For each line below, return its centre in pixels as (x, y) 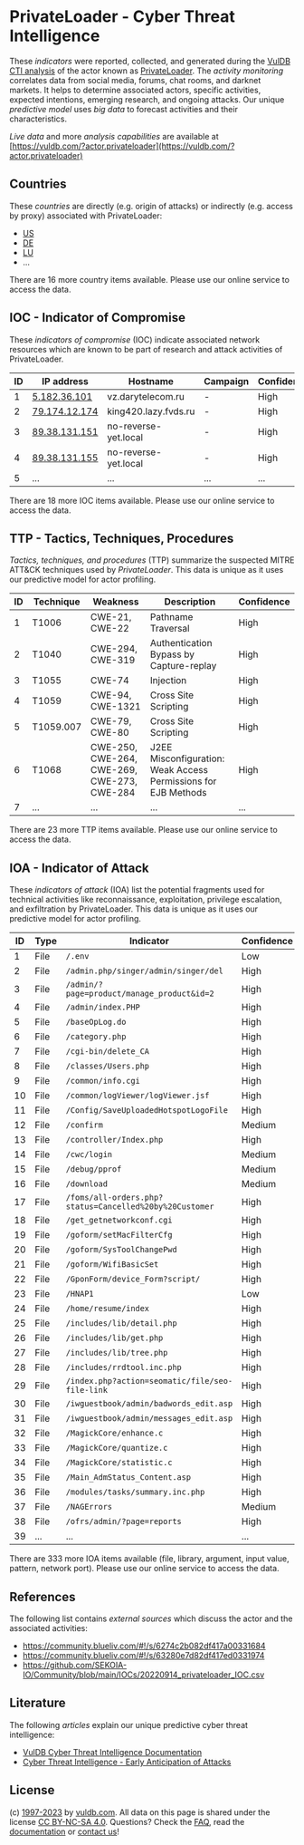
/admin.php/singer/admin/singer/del (144, 971)
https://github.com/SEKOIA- (75, 1665)
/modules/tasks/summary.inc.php (135, 1492)
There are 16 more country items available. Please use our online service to (149, 279)
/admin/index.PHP (103, 1007)
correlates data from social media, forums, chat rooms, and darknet (135, 80)
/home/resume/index (108, 1309)
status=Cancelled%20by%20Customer (140, 1207)
